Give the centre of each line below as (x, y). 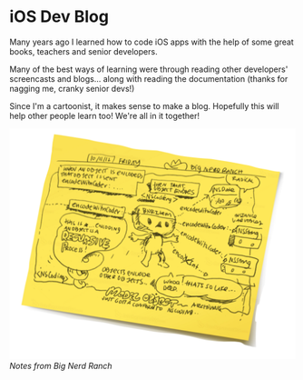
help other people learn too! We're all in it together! (104, 115)
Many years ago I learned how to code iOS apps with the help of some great (152, 42)
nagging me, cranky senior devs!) (72, 88)
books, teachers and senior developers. (83, 51)
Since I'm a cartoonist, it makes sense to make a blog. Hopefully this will (144, 105)
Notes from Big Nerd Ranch (61, 366)
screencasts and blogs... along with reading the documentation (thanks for (149, 78)
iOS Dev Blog (59, 17)
